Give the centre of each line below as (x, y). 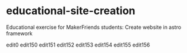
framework (19, 33)
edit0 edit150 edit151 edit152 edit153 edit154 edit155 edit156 (78, 45)
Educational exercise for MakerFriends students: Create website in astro (94, 27)
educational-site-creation (71, 11)
